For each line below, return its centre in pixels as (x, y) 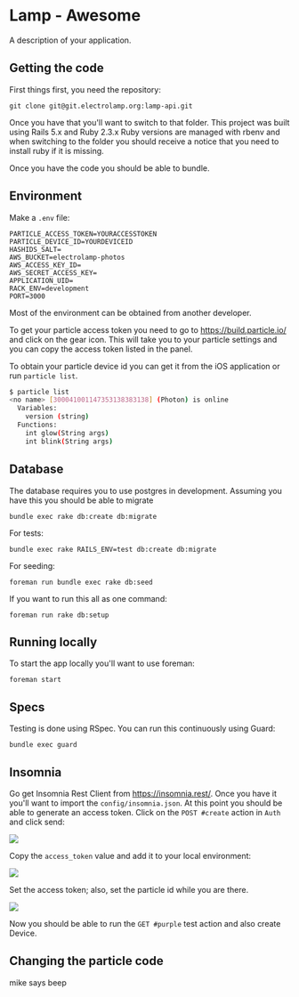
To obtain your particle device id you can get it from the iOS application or (145, 366)
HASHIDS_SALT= (36, 249)
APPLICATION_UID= (41, 280)
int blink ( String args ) (69, 442)
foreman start (36, 680)
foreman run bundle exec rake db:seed (81, 582)
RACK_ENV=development (49, 288)
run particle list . (44, 376)
